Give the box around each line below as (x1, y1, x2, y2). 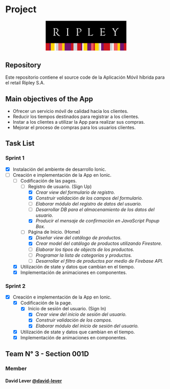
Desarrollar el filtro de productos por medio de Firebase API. (35, 258, 164, 264)
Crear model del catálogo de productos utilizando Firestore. (35, 240, 162, 246)
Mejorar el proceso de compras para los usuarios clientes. (12, 124, 136, 131)
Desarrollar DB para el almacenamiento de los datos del (35, 207, 155, 213)
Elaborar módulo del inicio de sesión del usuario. (35, 323, 139, 329)
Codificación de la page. (20, 300, 72, 306)
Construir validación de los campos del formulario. (35, 195, 143, 201)
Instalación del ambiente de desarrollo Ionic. (12, 166, 107, 172)
